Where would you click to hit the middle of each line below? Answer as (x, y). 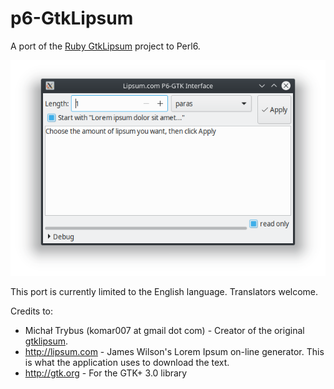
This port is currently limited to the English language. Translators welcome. (164, 291)
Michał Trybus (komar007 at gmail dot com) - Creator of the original (164, 330)
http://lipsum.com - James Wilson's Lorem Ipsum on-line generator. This (174, 351)
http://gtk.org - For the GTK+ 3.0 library (106, 373)
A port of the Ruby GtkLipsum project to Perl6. (105, 46)
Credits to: (32, 311)
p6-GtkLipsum (72, 18)
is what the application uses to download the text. (127, 362)
